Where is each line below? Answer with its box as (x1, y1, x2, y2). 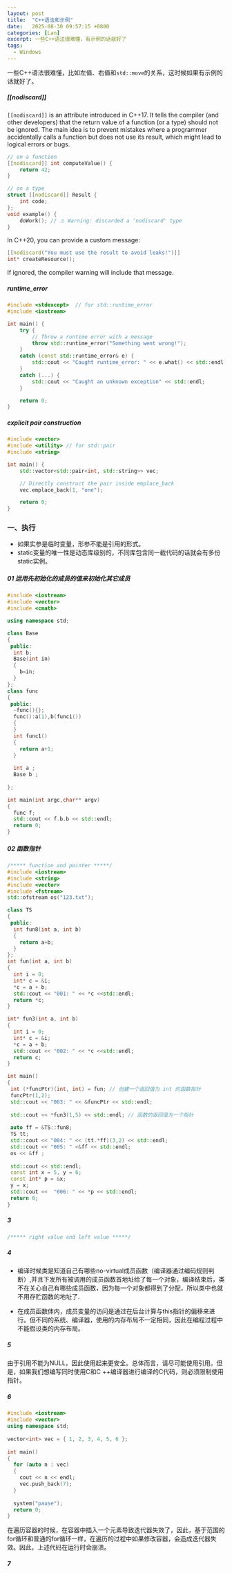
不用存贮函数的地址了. (17, 1293, 80, 1301)
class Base (7, 630, 39, 637)
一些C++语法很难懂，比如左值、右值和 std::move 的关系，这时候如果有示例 (7, 68, 217, 77)
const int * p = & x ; (10, 1175, 67, 1183)
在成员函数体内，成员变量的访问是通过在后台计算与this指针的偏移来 (17, 1307, 209, 1315)
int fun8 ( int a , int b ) (13, 926, 81, 933)
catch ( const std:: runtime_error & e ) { (19, 353, 135, 360)
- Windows (13, 49, 41, 56)
